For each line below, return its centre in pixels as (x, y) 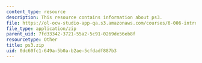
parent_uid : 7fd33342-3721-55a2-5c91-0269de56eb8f (71, 34)
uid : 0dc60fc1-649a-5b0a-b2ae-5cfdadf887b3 (62, 51)
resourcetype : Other (32, 40)
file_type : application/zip (41, 28)
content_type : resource (36, 12)
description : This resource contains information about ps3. (84, 17)
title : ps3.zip (25, 46)
